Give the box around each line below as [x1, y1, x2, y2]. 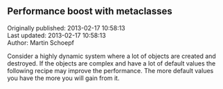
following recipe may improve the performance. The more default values [7, 66, 214, 75]
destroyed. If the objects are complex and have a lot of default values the [7, 59, 216, 68]
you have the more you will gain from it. [7, 74, 120, 82]
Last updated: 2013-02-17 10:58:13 [7, 31, 106, 39]
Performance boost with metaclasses [7, 6, 173, 17]
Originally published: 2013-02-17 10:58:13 [7, 23, 126, 32]
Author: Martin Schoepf [7, 38, 75, 47]
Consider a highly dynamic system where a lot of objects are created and [7, 52, 216, 60]
